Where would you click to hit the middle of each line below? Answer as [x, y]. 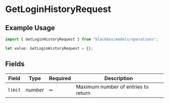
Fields [15, 64]
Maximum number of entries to [112, 86]
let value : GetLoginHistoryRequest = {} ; [49, 48]
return [83, 93]
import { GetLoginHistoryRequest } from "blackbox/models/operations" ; [82, 39]
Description [119, 78]
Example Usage [30, 28]
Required [60, 78]
